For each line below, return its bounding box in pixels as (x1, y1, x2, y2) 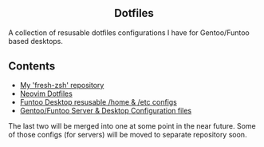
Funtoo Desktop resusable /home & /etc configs (19, 97, 178, 107)
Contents (8, 59, 56, 73)
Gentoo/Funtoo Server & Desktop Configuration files (19, 106, 192, 116)
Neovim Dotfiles (19, 89, 73, 98)
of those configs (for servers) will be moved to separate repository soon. (8, 130, 247, 140)
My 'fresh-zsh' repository (19, 81, 104, 90)
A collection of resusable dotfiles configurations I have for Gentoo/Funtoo (8, 27, 250, 38)
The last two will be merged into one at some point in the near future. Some (8, 121, 257, 131)
